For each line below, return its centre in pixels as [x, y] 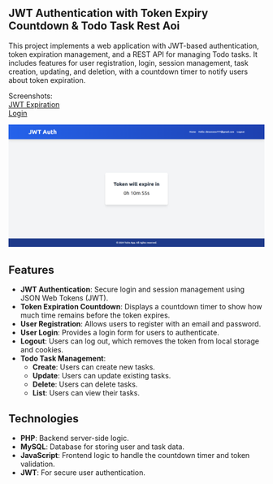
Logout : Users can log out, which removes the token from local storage [140, 341]
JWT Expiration [34, 104]
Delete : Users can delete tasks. [85, 384]
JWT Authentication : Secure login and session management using [132, 290]
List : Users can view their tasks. [86, 393]
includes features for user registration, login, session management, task [129, 63]
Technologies [44, 419]
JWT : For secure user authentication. [83, 473]
